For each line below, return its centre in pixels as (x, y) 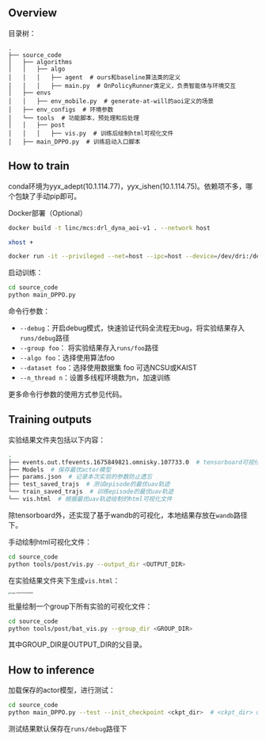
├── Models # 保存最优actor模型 (60, 470)
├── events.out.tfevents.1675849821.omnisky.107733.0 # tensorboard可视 (131, 462)
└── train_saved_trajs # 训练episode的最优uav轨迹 (91, 492)
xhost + (21, 242)
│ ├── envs (30, 93)
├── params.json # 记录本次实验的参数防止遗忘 (80, 477)
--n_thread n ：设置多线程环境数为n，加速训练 (95, 377)
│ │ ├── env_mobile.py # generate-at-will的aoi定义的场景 (111, 101)
